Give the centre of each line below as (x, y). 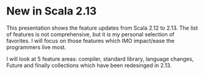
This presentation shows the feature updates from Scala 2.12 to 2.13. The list (102, 28)
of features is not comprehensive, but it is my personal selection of (90, 34)
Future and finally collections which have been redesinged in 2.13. (89, 65)
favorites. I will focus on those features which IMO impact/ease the (90, 41)
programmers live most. (36, 47)
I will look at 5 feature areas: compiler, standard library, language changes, (100, 59)
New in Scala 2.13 (52, 11)
